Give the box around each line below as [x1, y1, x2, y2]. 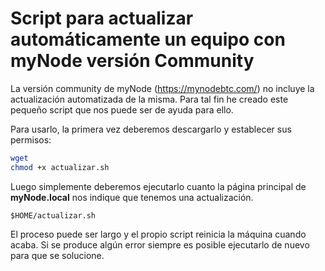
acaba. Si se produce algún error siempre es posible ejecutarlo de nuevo [10, 238, 310, 251]
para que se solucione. [10, 249, 105, 261]
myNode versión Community [10, 50, 255, 72]
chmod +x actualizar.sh [10, 162, 110, 172]
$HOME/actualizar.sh [10, 210, 97, 221]
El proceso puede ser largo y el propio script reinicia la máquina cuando [10, 228, 307, 240]
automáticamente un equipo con [10, 28, 286, 51]
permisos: [10, 133, 52, 146]
